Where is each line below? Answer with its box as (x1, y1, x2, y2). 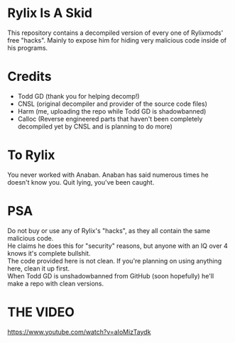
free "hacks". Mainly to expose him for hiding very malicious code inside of (7, 36, 227, 44)
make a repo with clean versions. (7, 279, 104, 288)
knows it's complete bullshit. (7, 249, 91, 257)
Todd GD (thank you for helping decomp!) (17, 92, 140, 100)
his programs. (7, 43, 48, 52)
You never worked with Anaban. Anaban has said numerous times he (7, 170, 209, 179)
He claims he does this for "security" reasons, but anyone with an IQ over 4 (7, 241, 229, 250)
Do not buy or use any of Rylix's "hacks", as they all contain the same (7, 226, 211, 235)
